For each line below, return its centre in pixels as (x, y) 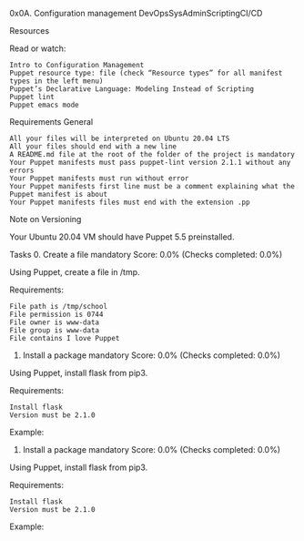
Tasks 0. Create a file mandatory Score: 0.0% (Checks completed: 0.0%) (146, 255)
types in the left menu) (56, 81)
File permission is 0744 (56, 314)
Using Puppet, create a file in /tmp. (75, 272)
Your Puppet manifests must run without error (99, 179)
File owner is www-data (55, 322)
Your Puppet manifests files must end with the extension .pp (130, 202)
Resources (30, 31)
